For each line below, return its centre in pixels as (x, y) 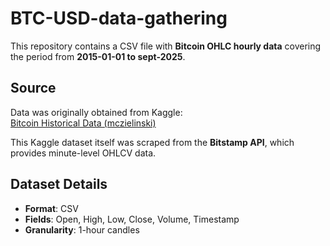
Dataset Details (59, 184)
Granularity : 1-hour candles (82, 229)
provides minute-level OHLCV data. (83, 153)
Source (33, 88)
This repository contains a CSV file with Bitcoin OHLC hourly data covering (166, 46)
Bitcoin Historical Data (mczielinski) (83, 123)
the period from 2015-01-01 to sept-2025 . (98, 56)
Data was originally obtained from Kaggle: (96, 112)
